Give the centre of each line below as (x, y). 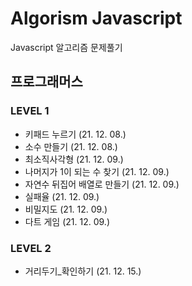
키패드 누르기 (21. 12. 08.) (75, 134)
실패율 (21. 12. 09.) (62, 196)
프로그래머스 (46, 82)
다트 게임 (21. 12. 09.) (67, 221)
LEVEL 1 (30, 111)
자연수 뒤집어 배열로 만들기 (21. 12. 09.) (102, 184)
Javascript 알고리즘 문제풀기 (66, 47)
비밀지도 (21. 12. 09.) (66, 209)
